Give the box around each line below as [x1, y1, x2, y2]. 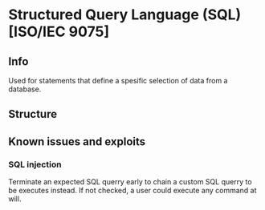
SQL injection [8, 159, 62, 170]
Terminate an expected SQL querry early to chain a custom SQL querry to [8, 177, 252, 187]
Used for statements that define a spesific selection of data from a [8, 76, 228, 85]
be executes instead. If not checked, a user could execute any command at [8, 186, 257, 196]
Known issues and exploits [8, 135, 146, 148]
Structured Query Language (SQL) [8, 6, 242, 24]
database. [8, 84, 42, 94]
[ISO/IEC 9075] [8, 22, 110, 41]
